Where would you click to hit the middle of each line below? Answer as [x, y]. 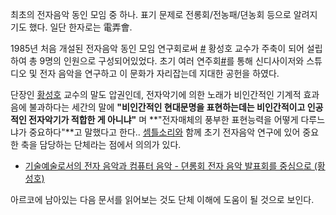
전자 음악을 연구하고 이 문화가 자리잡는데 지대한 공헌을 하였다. [159, 73]
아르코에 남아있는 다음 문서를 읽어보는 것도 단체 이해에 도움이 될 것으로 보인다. [162, 199]
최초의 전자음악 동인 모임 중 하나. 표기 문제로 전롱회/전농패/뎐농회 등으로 [151, 14]
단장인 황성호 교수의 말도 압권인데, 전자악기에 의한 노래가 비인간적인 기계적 [156, 94]
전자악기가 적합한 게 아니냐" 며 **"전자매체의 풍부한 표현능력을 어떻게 [163, 119]
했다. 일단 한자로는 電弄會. [80, 27]
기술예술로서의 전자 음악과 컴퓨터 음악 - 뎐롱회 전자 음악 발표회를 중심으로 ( [171, 166]
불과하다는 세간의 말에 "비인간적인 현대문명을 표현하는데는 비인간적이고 [167, 107]
